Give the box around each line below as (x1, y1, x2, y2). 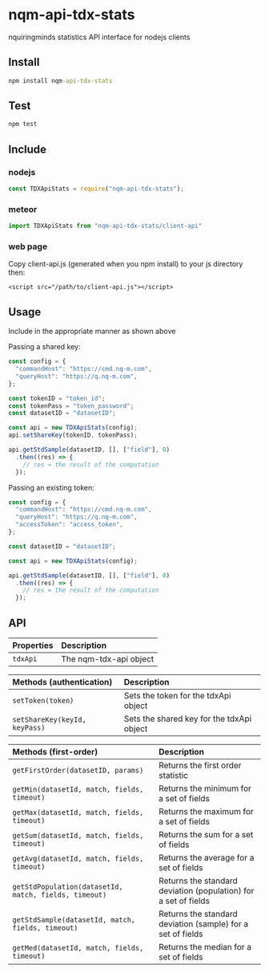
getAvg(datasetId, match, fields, (12, 853, 144, 863)
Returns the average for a (159, 852, 255, 863)
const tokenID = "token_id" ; (8, 394, 106, 402)
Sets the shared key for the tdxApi (123, 713, 252, 724)
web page (8, 241, 48, 252)
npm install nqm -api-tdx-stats (8, 76, 113, 85)
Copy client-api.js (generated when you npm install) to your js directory (8, 259, 243, 269)
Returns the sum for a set (159, 828, 254, 840)
